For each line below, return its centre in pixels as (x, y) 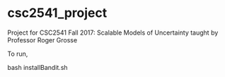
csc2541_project (57, 13)
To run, (18, 54)
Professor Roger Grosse (42, 40)
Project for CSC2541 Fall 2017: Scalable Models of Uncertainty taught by (113, 32)
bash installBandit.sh (38, 67)
